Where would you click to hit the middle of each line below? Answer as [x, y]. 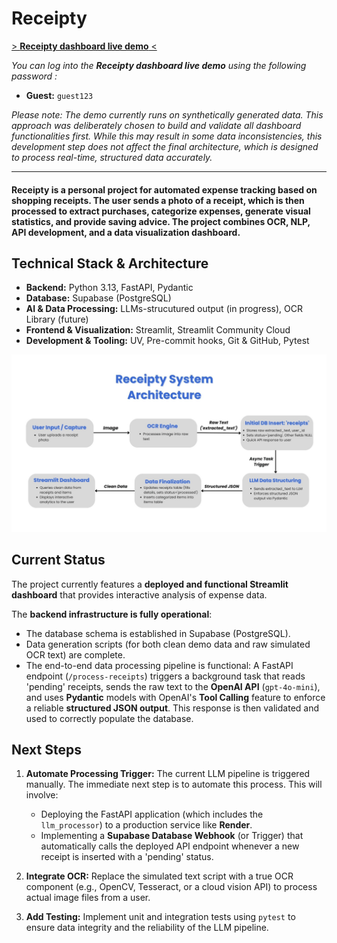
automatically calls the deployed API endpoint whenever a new [170, 846]
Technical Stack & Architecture [110, 263]
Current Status [58, 560]
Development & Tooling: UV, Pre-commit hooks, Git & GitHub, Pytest [167, 341]
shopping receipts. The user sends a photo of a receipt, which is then [158, 200]
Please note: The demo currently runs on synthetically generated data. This [167, 114]
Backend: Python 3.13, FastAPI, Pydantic [109, 288]
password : [34, 76]
